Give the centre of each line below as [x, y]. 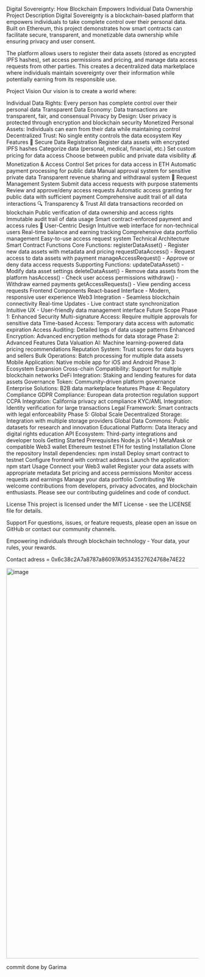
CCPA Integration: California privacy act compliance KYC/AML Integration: [99, 401]
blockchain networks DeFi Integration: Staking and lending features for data [101, 375]
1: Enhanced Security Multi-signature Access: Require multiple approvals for [102, 317]
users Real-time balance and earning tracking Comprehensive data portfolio [102, 232]
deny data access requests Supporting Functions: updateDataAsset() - [95, 265]
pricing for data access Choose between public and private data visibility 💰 [101, 155]
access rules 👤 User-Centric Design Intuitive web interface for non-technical [103, 225]
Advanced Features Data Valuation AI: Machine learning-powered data [95, 343]
